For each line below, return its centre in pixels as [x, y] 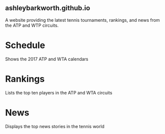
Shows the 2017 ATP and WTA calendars [47, 59]
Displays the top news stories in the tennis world [55, 126]
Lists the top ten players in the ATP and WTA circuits [59, 92]
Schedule [25, 45]
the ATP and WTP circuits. [32, 25]
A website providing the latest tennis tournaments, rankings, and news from [82, 20]
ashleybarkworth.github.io [48, 8]
